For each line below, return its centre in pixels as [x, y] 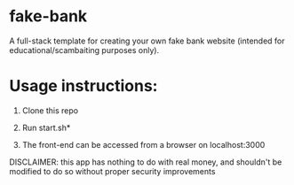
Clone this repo [50, 110]
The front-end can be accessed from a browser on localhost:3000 [143, 144]
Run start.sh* [46, 127]
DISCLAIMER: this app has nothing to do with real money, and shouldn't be [146, 162]
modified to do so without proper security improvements [112, 171]
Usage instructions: [83, 86]
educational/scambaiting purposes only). [84, 50]
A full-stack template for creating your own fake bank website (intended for [147, 41]
